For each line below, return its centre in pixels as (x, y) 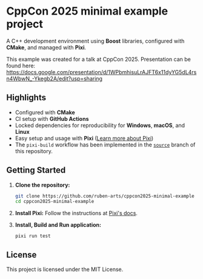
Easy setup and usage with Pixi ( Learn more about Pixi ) (84, 138)
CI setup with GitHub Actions (52, 119)
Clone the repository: (42, 185)
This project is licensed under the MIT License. (65, 269)
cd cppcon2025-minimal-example (55, 202)
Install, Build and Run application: (58, 225)
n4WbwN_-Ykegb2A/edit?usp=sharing (55, 78)
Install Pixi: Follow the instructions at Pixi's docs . (76, 213)
